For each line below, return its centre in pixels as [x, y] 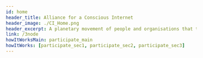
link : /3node [22, 34]
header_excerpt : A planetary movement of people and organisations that [99, 29]
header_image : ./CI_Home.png [42, 23]
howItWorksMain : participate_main [49, 40]
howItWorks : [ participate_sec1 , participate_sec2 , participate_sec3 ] [95, 46]
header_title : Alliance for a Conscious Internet [70, 18]
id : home [17, 12]
